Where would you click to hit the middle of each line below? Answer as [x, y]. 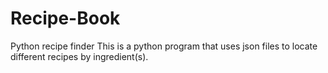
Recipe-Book [65, 18]
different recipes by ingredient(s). [79, 56]
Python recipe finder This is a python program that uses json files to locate [164, 46]
